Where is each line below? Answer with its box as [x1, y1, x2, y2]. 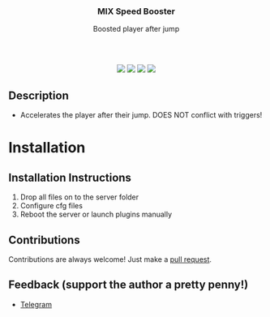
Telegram [19, 299, 53, 309]
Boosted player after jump [92, 24, 180, 34]
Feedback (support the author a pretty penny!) [8, 278, 249, 292]
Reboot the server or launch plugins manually [19, 209, 173, 220]
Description [8, 88, 69, 102]
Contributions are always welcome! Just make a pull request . [8, 254, 212, 264]
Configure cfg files [19, 201, 84, 211]
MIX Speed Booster [96, 6, 176, 17]
